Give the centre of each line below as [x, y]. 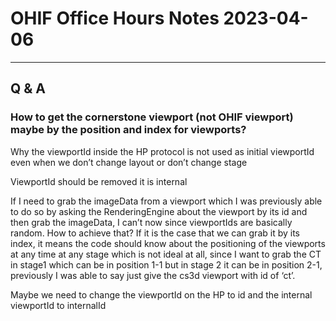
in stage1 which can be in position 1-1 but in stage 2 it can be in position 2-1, [166, 264]
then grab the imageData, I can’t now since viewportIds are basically [151, 222]
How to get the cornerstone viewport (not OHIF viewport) [152, 117]
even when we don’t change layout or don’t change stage [129, 162]
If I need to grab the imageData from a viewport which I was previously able [166, 201]
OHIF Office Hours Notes [115, 18]
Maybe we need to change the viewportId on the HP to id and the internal [161, 294]
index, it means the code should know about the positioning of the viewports [168, 243]
